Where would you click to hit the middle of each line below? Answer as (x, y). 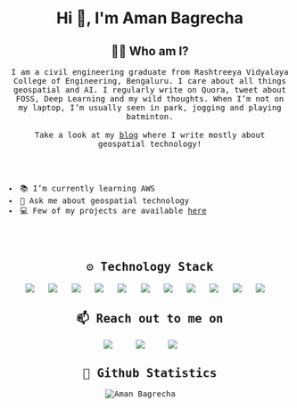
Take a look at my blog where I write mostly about (150, 135)
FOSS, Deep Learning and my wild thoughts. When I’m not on (150, 98)
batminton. (150, 116)
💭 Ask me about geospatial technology (105, 201)
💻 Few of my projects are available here (113, 211)
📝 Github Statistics (150, 374)
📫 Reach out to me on (150, 319)
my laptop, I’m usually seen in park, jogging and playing (149, 107)
